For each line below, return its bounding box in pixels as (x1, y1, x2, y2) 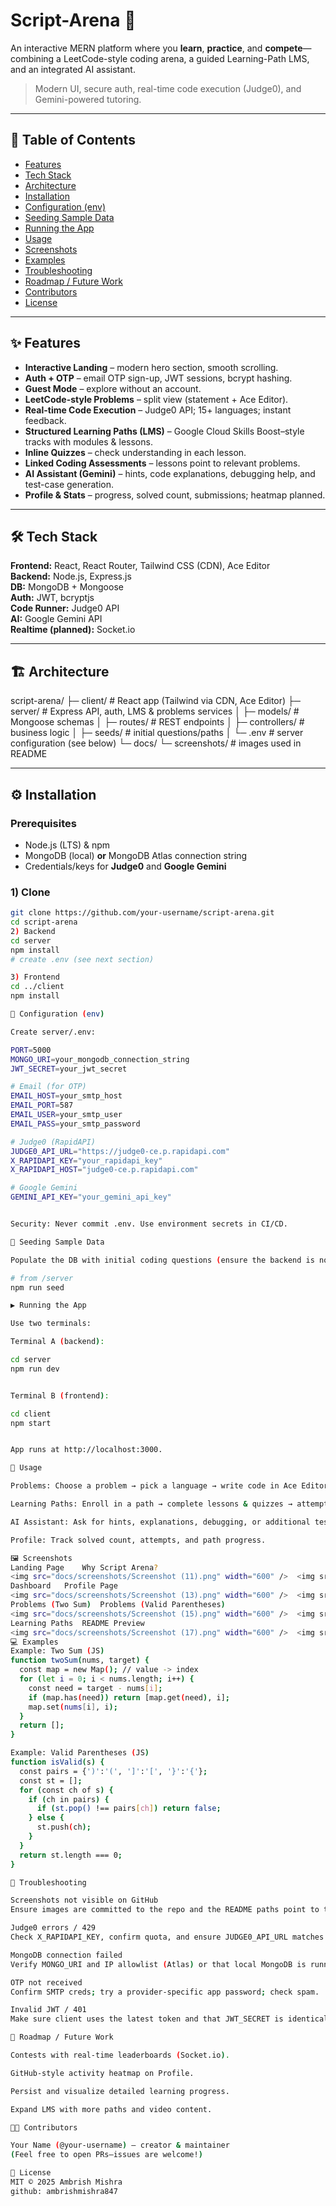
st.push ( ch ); (36, 1822, 92, 1833)
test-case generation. (24, 478, 115, 490)
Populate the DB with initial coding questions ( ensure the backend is (10, 1255, 315, 1265)
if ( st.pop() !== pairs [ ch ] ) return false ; (36, 1804, 222, 1814)
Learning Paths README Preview (10, 1618, 145, 1628)
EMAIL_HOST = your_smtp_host (10, 1091, 123, 1101)
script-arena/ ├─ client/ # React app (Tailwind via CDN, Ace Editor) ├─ (10, 695, 301, 707)
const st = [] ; (19, 1775, 83, 1786)
